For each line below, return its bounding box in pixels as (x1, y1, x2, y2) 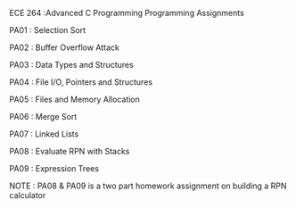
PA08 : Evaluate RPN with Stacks (9, 146, 130, 156)
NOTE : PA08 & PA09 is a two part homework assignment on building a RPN (9, 180, 287, 191)
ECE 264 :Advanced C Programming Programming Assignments (9, 8, 245, 18)
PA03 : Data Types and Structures (9, 60, 134, 70)
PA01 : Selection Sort (9, 25, 86, 35)
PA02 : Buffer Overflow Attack (9, 42, 120, 53)
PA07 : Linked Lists (9, 129, 79, 139)
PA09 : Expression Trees (9, 163, 100, 173)
